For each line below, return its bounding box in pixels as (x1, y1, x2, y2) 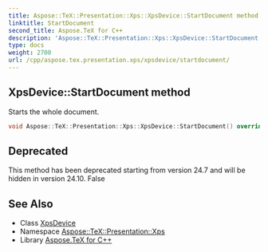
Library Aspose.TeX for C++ (19, 235, 112, 245)
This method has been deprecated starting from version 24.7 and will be (8, 165, 246, 175)
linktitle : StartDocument (8, 19, 94, 27)
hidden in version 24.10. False (8, 174, 105, 183)
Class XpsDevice (19, 219, 76, 228)
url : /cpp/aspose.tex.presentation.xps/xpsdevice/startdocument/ (8, 57, 230, 65)
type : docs (8, 41, 45, 49)
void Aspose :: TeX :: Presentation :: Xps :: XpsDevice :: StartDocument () (8, 122, 234, 130)
